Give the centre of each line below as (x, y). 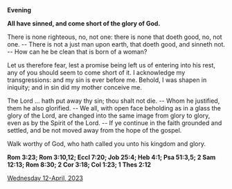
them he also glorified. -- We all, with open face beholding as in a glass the (114, 108)
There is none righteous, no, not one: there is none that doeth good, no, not (115, 37)
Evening (19, 10)
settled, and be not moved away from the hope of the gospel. (95, 130)
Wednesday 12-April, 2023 (45, 178)
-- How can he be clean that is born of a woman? (77, 52)
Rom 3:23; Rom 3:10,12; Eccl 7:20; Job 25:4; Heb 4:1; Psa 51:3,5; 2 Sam (111, 157)
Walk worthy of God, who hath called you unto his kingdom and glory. (107, 144)
